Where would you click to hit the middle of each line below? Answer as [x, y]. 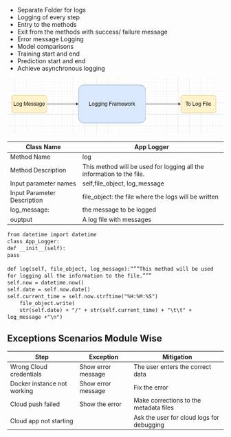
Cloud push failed [35, 404]
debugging [149, 425]
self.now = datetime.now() [46, 283]
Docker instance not [38, 383]
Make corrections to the [167, 401]
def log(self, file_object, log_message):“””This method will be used [110, 269]
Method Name [30, 157]
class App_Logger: [33, 242]
